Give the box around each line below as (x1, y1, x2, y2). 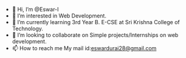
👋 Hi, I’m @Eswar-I (12, 6, 59, 13)
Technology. (12, 25, 44, 32)
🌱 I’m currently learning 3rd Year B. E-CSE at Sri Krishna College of (12, 19, 181, 25)
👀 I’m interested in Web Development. (12, 12, 106, 19)
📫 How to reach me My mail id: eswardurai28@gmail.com (12, 45, 157, 51)
